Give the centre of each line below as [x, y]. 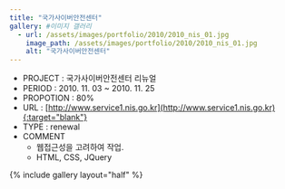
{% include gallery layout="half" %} [76, 175]
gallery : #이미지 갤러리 [51, 26]
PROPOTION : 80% [58, 98]
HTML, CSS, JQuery [74, 157]
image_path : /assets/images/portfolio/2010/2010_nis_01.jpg [142, 43]
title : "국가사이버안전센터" [56, 18]
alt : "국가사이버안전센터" [68, 52]
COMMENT [44, 137]
